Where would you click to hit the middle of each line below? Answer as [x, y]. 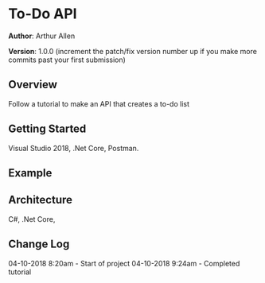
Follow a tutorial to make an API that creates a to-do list [99, 103]
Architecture [41, 200]
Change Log [39, 244]
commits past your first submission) [67, 60]
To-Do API [43, 14]
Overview [33, 85]
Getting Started [47, 129]
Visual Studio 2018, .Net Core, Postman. [74, 148]
